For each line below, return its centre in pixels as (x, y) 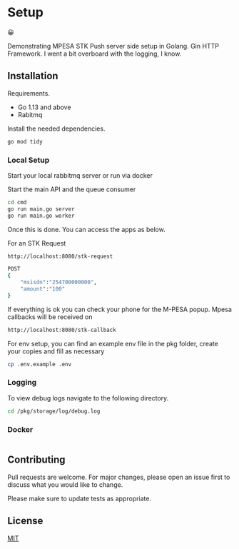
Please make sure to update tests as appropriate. (80, 498)
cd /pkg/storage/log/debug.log (54, 411)
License (25, 521)
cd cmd (17, 202)
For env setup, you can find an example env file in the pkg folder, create (113, 343)
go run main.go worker (41, 216)
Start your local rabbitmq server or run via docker (80, 175)
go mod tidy (25, 141)
